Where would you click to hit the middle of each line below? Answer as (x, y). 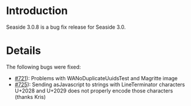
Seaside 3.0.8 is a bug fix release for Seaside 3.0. (66, 27)
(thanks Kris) (30, 97)
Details (24, 51)
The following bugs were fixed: (43, 67)
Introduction (37, 11)
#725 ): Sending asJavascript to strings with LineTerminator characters (100, 84)
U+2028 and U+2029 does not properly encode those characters (94, 90)
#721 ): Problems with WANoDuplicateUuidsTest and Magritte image (96, 78)
